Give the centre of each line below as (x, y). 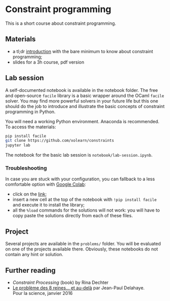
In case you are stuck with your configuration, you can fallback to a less (80, 179)
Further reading (30, 270)
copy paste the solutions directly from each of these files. (73, 216)
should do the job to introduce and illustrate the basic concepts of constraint (85, 106)
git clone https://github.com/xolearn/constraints (60, 141)
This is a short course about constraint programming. (61, 23)
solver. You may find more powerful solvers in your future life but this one (82, 101)
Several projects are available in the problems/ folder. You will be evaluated (83, 244)
